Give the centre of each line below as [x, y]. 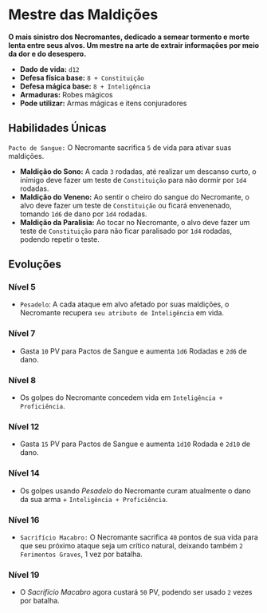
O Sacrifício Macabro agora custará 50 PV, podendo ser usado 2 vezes [136, 592]
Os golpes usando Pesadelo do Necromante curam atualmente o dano [135, 490]
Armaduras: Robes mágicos [66, 94]
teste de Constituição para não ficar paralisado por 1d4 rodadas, [126, 231]
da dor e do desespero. [47, 53]
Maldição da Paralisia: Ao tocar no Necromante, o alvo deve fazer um [135, 222]
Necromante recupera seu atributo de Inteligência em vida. [122, 313]
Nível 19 [24, 575]
